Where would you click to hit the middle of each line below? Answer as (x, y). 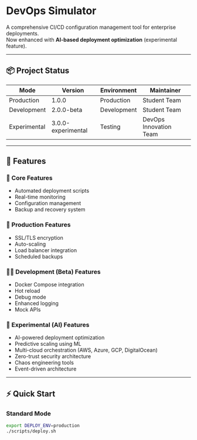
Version (73, 90)
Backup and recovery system (50, 210)
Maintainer (165, 90)
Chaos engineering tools (44, 363)
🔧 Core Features (29, 178)
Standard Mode (29, 413)
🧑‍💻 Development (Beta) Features (53, 272)
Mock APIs (28, 310)
